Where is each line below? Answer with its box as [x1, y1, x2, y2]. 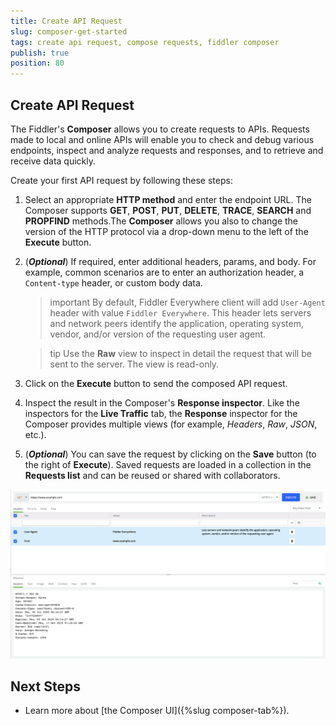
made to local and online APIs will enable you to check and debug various [10, 133, 315, 145]
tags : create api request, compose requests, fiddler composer [10, 37, 280, 47]
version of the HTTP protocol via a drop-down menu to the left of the [24, 225, 309, 237]
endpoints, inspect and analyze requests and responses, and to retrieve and [10, 144, 324, 156]
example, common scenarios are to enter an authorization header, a [24, 266, 305, 278]
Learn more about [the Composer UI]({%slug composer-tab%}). [24, 705, 290, 717]
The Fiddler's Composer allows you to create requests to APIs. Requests [10, 123, 310, 135]
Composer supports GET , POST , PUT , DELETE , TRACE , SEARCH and [24, 204, 312, 216]
